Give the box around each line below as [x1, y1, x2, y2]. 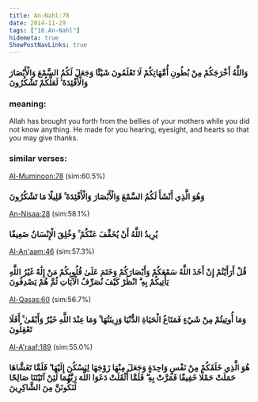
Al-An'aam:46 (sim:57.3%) [9, 247, 95, 256]
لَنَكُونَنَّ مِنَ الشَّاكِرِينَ [9, 381, 78, 392]
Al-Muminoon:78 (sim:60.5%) [9, 171, 106, 181]
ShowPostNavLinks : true [9, 41, 88, 49]
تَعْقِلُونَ [9, 324, 32, 335]
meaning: [9, 98, 47, 109]
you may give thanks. [9, 133, 78, 143]
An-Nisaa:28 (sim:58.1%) [9, 209, 90, 218]
